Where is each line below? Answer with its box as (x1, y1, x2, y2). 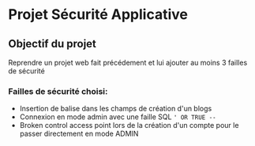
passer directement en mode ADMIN (19, 129, 139, 139)
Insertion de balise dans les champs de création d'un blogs (19, 104, 212, 114)
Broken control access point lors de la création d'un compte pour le (19, 121, 239, 130)
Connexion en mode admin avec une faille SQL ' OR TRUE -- (19, 112, 216, 122)
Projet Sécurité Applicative (8, 6, 188, 24)
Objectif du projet (8, 37, 97, 51)
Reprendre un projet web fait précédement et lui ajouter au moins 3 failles (8, 58, 248, 67)
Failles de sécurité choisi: (8, 85, 108, 96)
